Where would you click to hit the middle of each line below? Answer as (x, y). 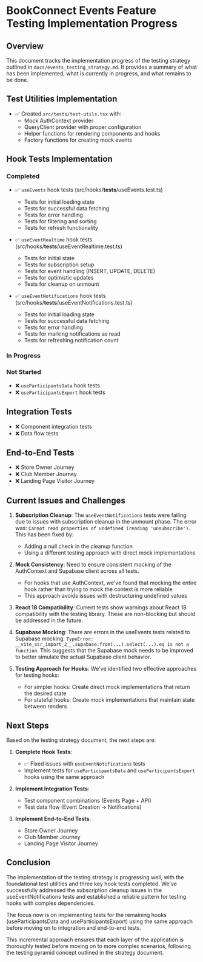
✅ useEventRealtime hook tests (54, 239)
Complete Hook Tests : (44, 752)
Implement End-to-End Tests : (53, 818)
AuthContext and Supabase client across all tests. (77, 571)
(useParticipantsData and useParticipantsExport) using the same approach (99, 921)
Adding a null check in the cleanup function (78, 546)
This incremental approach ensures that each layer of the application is (95, 940)
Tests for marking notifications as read (72, 334)
